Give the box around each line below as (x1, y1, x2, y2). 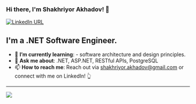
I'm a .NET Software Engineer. (6, 35, 117, 46)
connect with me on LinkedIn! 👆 (14, 72, 92, 79)
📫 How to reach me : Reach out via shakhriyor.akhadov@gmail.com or (14, 64, 184, 71)
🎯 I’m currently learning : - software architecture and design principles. (14, 51, 185, 58)
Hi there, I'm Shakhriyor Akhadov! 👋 (6, 5, 110, 13)
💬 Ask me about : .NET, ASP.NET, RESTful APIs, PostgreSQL (14, 57, 159, 64)
